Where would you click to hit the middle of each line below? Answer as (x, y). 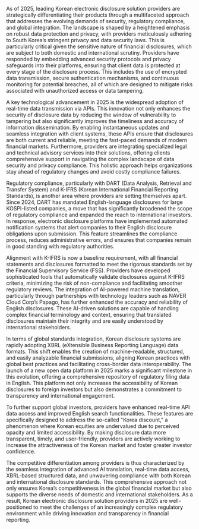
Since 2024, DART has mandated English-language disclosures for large (94, 202)
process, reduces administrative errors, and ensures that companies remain (99, 240)
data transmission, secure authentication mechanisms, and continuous (93, 78)
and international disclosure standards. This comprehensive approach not (97, 482)
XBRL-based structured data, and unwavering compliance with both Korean (99, 476)
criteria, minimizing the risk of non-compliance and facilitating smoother (94, 283)
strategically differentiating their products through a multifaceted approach (98, 15)
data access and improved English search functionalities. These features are (100, 413)
